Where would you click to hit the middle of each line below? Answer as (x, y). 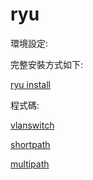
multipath (30, 164)
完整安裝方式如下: (47, 64)
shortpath (30, 144)
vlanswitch (32, 125)
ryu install (30, 84)
